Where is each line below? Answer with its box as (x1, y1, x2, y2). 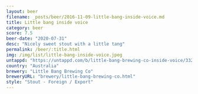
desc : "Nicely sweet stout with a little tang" (6, 41, 126, 47)
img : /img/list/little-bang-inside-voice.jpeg (6, 52, 123, 58)
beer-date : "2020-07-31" (6, 36, 67, 41)
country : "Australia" (6, 62, 60, 69)
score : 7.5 (6, 30, 33, 36)
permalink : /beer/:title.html (6, 47, 81, 53)
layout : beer (6, 8, 38, 15)
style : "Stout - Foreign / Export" (6, 79, 94, 85)
